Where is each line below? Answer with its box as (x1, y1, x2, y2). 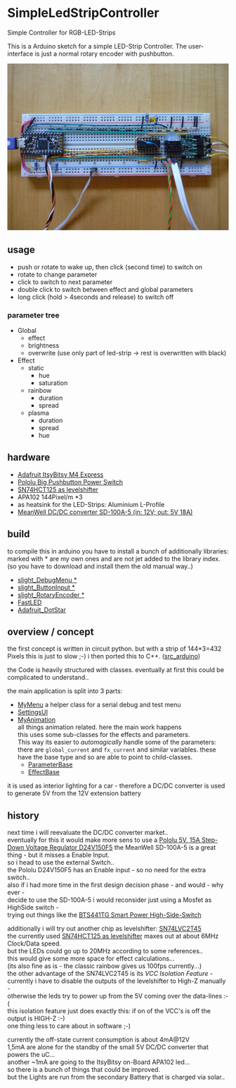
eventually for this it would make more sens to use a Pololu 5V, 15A (7, 836, 200, 844)
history (7, 809, 40, 821)
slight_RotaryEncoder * (17, 590, 85, 599)
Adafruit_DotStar (17, 605, 67, 614)
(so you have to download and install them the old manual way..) (7, 562, 193, 570)
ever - (7, 888, 25, 897)
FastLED (17, 598, 42, 606)
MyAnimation (17, 716, 56, 724)
